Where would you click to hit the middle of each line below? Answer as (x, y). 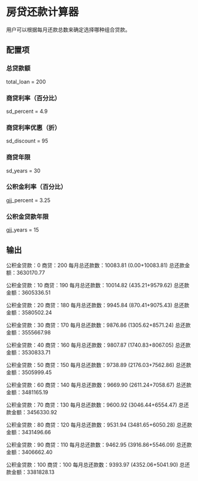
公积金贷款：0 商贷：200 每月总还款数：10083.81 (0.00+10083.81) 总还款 (95, 265)
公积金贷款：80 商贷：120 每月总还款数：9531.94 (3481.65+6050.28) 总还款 (99, 425)
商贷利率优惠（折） (33, 128)
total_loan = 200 (26, 82)
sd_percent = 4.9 (27, 111)
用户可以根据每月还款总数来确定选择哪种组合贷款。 (68, 30)
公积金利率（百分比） (36, 187)
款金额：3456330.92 (32, 412)
